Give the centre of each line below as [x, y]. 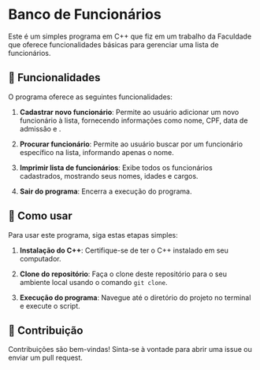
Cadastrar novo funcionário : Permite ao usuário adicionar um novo [129, 112]
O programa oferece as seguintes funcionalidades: [91, 97]
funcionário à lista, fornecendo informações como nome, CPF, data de [134, 120]
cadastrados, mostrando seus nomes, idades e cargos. [109, 176]
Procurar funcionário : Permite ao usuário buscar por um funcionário [131, 144]
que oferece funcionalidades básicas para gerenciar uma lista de [113, 44]
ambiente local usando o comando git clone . [93, 282]
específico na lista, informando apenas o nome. [97, 152]
